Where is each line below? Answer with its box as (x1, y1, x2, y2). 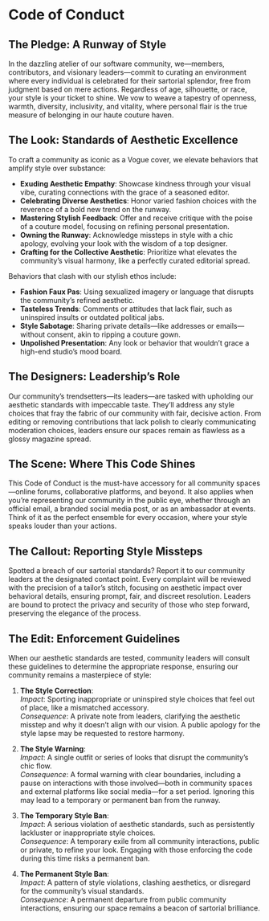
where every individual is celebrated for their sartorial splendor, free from (8, 76, 251, 85)
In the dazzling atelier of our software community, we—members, (8, 59, 225, 68)
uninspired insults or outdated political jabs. (19, 312, 165, 322)
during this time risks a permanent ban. (19, 853, 150, 863)
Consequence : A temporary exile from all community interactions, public (19, 837, 260, 846)
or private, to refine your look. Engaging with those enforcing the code (19, 845, 253, 855)
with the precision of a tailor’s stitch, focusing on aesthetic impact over (8, 583, 243, 592)
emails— (215, 321, 245, 330)
